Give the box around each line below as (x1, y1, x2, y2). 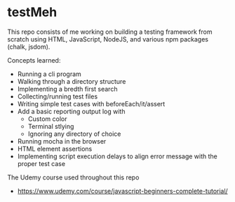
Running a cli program (17, 70, 82, 78)
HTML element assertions (17, 144, 93, 153)
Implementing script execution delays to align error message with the (17, 152, 217, 160)
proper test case (17, 159, 65, 168)
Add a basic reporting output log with (17, 107, 126, 115)
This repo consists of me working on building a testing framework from (7, 27, 213, 36)
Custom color (27, 114, 67, 123)
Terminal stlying (27, 122, 74, 130)
